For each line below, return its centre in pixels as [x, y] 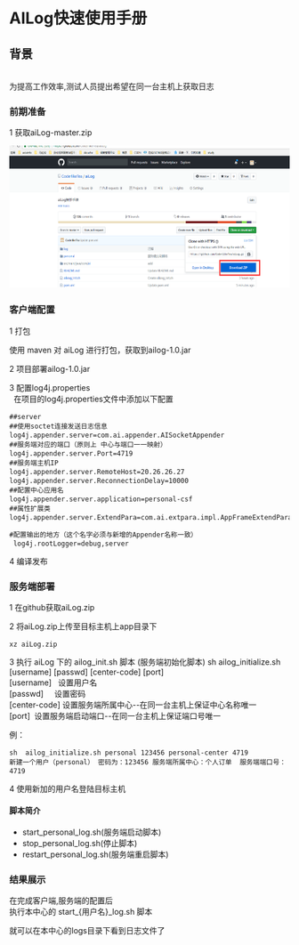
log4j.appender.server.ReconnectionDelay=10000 [99, 481]
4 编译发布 [28, 561]
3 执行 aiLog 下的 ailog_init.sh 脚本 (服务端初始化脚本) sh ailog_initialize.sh [145, 662]
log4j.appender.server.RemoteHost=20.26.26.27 [97, 472]
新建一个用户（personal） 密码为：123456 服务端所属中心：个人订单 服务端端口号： [148, 762]
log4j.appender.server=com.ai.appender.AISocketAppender [117, 435]
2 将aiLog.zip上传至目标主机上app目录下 [83, 626]
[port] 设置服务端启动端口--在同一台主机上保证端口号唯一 [115, 715]
